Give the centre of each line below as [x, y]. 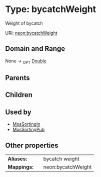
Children [19, 95]
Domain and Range [35, 49]
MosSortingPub [28, 130]
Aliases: [17, 158]
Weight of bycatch [24, 23]
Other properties [32, 145]
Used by [18, 112]
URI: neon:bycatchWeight [31, 33]
